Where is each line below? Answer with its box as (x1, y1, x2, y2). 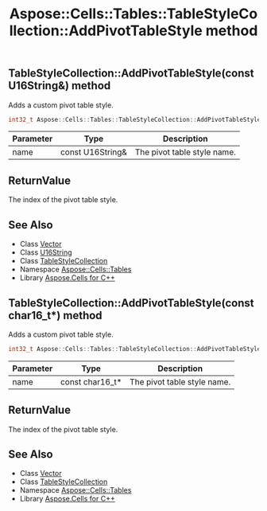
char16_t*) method (8, 308, 103, 322)
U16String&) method (8, 79, 111, 92)
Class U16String (19, 248, 73, 257)
